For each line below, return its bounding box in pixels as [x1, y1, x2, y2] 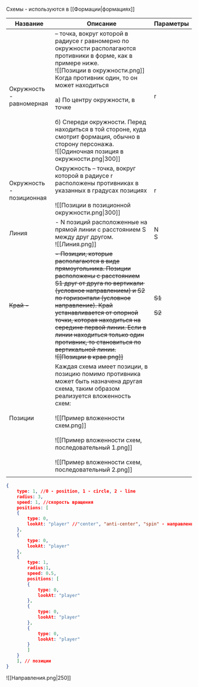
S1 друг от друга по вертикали [55, 279, 144, 287]
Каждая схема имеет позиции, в [55, 362, 148, 371]
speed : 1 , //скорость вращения [16, 499, 94, 505]
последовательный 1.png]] [55, 444, 133, 451]
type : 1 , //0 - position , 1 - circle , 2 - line [16, 488, 136, 494]
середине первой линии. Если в [55, 323, 146, 331]
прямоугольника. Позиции [55, 265, 131, 272]
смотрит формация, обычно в [55, 133, 140, 141]
